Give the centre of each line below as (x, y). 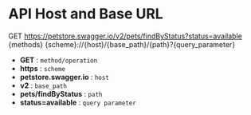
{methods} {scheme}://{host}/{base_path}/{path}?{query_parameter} (122, 44)
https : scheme (43, 68)
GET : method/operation (59, 60)
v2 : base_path (43, 85)
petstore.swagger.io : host (65, 77)
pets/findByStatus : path (61, 93)
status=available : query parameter (78, 102)
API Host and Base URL (86, 14)
